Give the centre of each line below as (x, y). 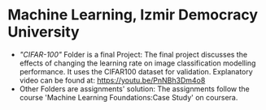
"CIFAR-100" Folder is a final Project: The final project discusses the (133, 54)
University (44, 32)
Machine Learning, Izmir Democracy (133, 15)
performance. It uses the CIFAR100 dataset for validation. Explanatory (136, 71)
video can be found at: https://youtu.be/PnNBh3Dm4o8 (112, 80)
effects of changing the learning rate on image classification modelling (137, 63)
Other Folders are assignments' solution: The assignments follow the (134, 89)
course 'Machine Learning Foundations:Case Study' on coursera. (129, 97)
